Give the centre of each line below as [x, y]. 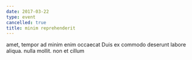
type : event [21, 17]
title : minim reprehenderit [41, 28]
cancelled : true [26, 22]
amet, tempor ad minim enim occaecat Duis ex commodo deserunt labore [96, 45]
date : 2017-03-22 [28, 11]
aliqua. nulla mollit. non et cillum [45, 51]
